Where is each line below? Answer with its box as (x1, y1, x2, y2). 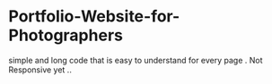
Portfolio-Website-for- (8, 6, 180, 27)
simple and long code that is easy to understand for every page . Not (8, 55, 263, 65)
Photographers (8, 25, 123, 46)
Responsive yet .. (8, 64, 73, 75)
